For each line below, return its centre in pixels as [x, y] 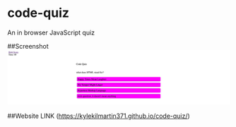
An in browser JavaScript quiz [51, 32]
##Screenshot [28, 46]
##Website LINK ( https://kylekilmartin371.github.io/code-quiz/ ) [99, 116]
